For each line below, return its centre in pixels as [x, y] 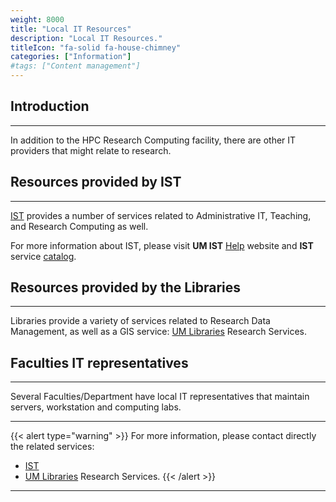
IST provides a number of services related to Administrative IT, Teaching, [161, 215]
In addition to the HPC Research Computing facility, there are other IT [153, 140]
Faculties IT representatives [99, 362]
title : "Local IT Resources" [71, 29]
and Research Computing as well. [79, 226]
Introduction [50, 106]
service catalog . [43, 256]
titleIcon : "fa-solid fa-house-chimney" [96, 47]
